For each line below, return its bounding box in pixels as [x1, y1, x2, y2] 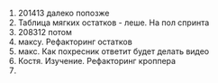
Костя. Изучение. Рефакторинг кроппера [17, 56, 177, 66]
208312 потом [17, 27, 72, 37]
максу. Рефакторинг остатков [17, 36, 132, 47]
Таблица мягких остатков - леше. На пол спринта [17, 17, 210, 28]
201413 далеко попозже [17, 8, 110, 18]
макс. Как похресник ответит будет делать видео [17, 46, 210, 57]
